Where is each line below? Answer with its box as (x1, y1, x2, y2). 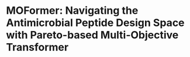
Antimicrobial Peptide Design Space (6, 16, 185, 29)
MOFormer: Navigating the (6, 4, 139, 17)
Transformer (6, 41, 69, 54)
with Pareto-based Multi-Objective (6, 29, 179, 41)
